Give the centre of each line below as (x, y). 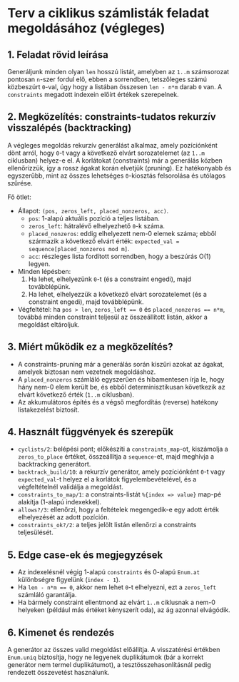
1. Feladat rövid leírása (58, 55)
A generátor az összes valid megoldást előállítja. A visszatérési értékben (114, 650)
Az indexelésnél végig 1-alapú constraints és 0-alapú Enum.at (109, 572)
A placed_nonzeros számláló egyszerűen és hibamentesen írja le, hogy (121, 379)
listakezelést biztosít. (49, 409)
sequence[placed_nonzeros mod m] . (79, 248)
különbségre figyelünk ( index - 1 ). (69, 580)
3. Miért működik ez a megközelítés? (90, 347)
